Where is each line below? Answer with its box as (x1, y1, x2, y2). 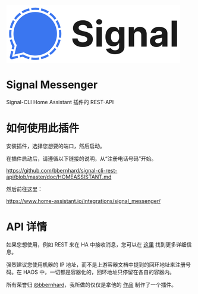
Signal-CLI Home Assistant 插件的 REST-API (6, 98, 114, 105)
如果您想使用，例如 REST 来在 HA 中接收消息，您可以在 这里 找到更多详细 (6, 240, 187, 248)
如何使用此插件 (6, 121, 80, 135)
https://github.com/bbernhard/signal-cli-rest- (6, 167, 118, 174)
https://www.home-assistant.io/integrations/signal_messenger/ (6, 197, 161, 204)
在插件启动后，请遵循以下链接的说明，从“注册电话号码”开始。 (6, 155, 157, 162)
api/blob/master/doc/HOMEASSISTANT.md (6, 173, 112, 180)
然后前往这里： (6, 185, 43, 192)
